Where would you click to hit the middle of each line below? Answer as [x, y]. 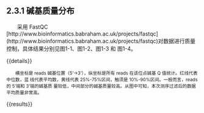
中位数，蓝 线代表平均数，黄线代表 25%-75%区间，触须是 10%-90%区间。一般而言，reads [102, 79]
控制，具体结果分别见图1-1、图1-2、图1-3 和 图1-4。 [71, 48]
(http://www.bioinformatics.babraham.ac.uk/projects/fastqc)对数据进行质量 [101, 41]
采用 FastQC [33, 27]
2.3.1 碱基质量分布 [41, 11]
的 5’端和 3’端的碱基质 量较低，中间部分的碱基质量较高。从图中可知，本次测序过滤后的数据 [101, 86]
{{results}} [20, 104]
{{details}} [19, 60]
